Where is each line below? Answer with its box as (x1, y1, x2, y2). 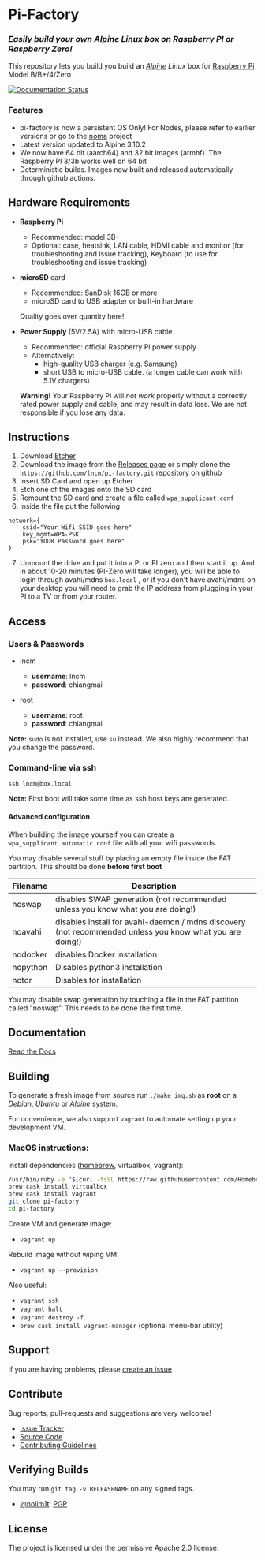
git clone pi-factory (8, 1197, 80, 1206)
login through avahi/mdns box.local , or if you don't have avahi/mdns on (19, 575, 256, 584)
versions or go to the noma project (19, 131, 132, 140)
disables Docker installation (54, 949, 158, 960)
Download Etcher (19, 451, 77, 461)
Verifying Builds (8, 1463, 89, 1476)
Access (8, 614, 46, 628)
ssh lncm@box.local (8, 780, 73, 788)
